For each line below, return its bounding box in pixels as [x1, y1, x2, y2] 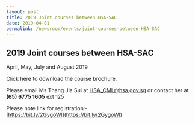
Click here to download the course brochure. [6, 75, 117, 83]
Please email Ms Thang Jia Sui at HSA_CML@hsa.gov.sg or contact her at [6, 87, 189, 94]
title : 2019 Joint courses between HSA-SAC [6, 14, 117, 20]
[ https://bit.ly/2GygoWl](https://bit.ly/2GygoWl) [6, 111, 122, 119]
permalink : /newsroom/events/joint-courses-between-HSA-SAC [6, 25, 161, 32]
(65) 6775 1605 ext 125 [6, 93, 64, 101]
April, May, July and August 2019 [6, 63, 88, 71]
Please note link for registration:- [6, 105, 88, 112]
